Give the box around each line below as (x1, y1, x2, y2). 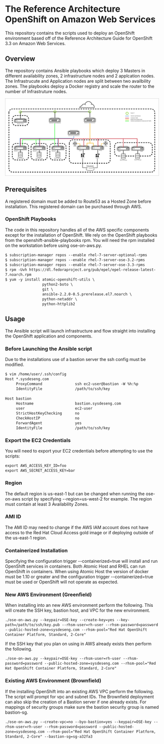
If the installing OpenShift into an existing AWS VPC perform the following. (5, 688, 154, 694)
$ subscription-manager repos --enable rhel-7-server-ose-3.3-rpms (5, 262, 145, 267)
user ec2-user (16, 406, 93, 411)
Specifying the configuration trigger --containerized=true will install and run (5, 558, 158, 564)
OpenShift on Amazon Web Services (5, 14, 156, 25)
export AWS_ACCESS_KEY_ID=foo (5, 463, 67, 468)
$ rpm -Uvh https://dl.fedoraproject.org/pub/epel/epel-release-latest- (5, 267, 156, 272)
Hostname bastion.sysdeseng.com (16, 401, 121, 406)
